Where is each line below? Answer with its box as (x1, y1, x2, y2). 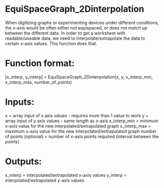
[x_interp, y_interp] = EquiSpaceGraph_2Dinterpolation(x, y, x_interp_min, (5, 74, 153, 80)
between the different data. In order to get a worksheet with (5, 30, 126, 36)
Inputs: (5, 97, 35, 107)
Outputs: (5, 156, 42, 167)
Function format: (5, 58, 75, 69)
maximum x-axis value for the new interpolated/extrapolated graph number (5, 128, 157, 134)
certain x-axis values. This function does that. (5, 40, 97, 46)
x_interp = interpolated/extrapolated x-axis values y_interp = (5, 172, 127, 178)
